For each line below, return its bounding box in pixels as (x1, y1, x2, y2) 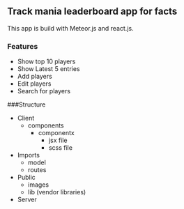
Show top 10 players (17, 57, 76, 65)
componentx (38, 129, 75, 137)
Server (17, 195, 37, 204)
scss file (48, 144, 73, 152)
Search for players (17, 87, 71, 95)
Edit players (17, 79, 52, 88)
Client (17, 114, 35, 123)
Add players (17, 72, 52, 81)
